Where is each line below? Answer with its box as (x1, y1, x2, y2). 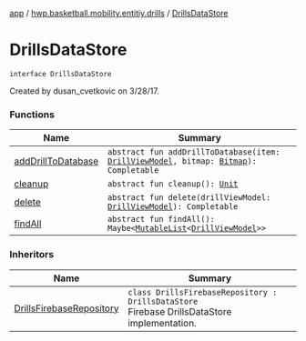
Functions (9, 108, 55, 121)
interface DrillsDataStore (9, 69, 112, 78)
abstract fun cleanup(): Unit (107, 179, 239, 189)
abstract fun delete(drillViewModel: (107, 193, 271, 203)
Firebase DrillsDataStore (127, 305, 232, 317)
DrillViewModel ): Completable (107, 202, 239, 212)
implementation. (127, 316, 198, 329)
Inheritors (9, 248, 55, 261)
